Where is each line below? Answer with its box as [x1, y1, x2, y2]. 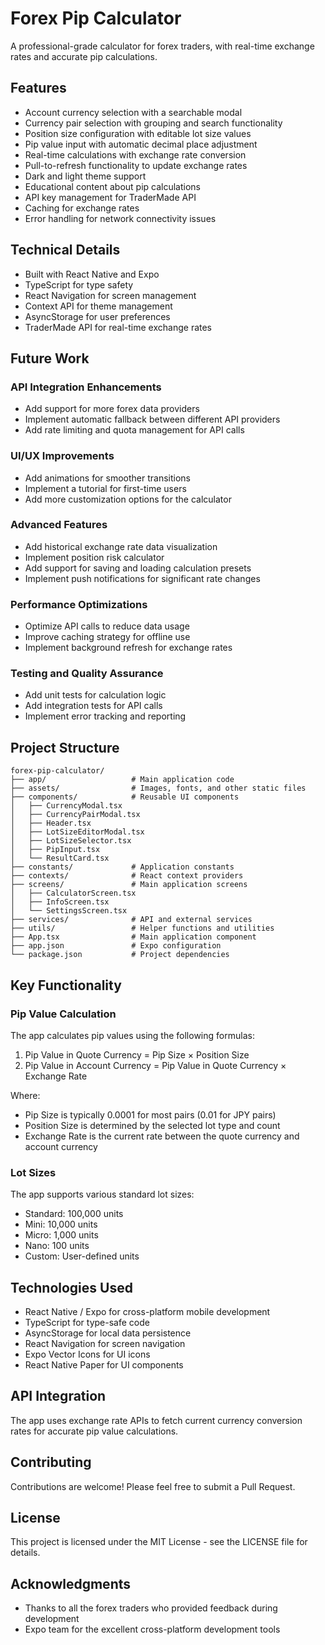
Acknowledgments [10, 1575, 132, 1592]
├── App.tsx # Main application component [10, 932, 257, 942]
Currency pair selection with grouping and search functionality [24, 117, 283, 129]
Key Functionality [10, 977, 122, 994]
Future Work [10, 350, 90, 367]
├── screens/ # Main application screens [10, 880, 248, 890]
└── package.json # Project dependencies [10, 950, 230, 960]
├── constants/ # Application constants [10, 862, 235, 872]
